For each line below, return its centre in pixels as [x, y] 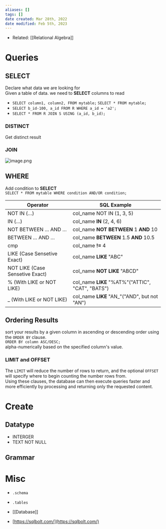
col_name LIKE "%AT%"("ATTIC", [112, 282]
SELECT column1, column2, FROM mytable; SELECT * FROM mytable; [79, 103]
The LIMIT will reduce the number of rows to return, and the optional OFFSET [82, 371]
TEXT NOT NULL [29, 442]
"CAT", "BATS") [91, 288]
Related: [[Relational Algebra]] [43, 38]
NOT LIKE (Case [26, 267]
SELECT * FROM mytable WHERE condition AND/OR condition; [66, 193]
